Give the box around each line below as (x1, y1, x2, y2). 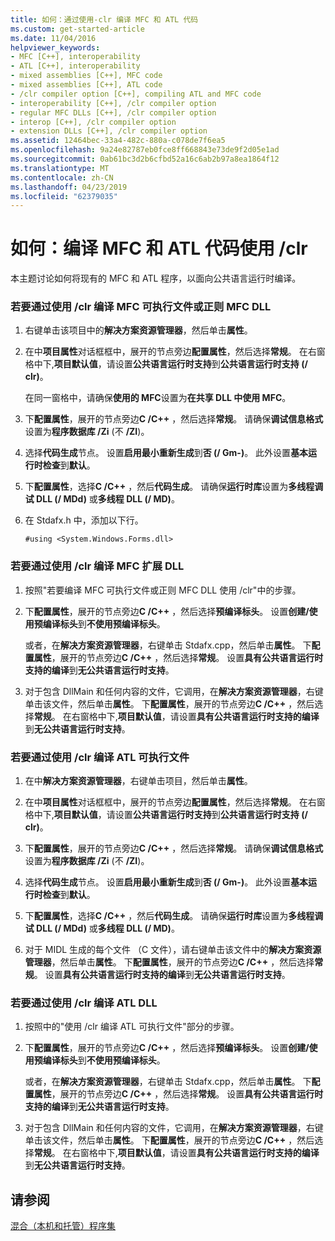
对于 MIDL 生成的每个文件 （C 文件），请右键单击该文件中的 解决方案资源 (24, 944, 322, 956)
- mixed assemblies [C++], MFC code (10, 71, 163, 81)
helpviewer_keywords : (10, 42, 101, 53)
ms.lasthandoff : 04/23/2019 (10, 182, 128, 192)
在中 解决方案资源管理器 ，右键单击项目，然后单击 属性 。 (24, 775, 253, 787)
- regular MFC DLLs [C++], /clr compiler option (10, 107, 217, 118)
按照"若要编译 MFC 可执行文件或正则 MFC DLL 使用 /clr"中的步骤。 (24, 584, 302, 596)
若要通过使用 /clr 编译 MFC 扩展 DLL (10, 559, 185, 573)
